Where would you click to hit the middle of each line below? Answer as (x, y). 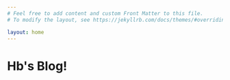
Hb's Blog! (37, 66)
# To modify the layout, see (49, 20)
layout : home (26, 32)
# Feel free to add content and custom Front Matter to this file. (105, 13)
